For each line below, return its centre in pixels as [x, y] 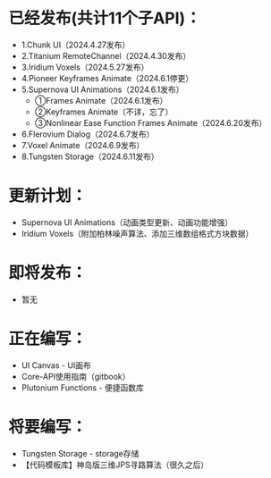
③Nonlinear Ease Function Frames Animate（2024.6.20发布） [151, 122]
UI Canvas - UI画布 [56, 365]
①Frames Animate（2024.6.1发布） [101, 100]
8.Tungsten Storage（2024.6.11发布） [90, 156]
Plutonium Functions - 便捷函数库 [83, 387]
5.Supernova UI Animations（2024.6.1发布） [102, 89]
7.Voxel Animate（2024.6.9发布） [83, 145]
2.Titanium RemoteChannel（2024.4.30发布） [106, 55]
